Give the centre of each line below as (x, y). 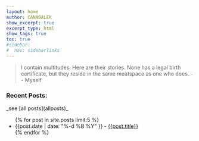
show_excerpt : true (30, 23)
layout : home (22, 12)
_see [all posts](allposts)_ (37, 108)
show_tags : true (26, 34)
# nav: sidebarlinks (33, 51)
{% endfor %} (32, 133)
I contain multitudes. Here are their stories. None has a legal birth (101, 67)
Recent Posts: (27, 95)
